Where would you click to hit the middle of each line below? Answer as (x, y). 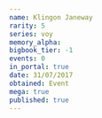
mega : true (29, 91)
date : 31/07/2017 (41, 75)
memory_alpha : (35, 42)
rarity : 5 (27, 26)
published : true (39, 100)
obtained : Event (39, 83)
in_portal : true (39, 67)
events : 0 (27, 59)
